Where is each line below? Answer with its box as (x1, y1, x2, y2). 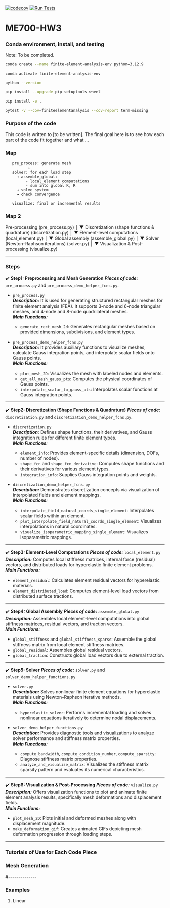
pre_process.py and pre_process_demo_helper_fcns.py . (5, 282, 119, 288)
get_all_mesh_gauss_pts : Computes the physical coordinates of (20, 376, 152, 382)
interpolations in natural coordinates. (20, 523, 97, 529)
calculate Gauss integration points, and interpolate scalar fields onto (12, 349, 155, 355)
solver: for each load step (12, 170, 71, 175)
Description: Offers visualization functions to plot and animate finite (5, 789, 147, 795)
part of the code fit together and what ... (5, 137, 89, 143)
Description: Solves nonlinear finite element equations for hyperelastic (12, 688, 161, 695)
